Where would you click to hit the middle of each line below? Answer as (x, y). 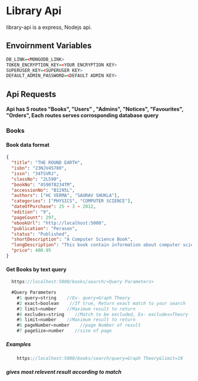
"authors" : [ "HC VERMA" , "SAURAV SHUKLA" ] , (65, 196)
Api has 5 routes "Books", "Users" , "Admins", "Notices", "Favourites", (95, 109)
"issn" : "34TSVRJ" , (35, 173)
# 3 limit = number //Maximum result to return (76, 309)
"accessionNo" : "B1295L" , (43, 190)
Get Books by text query (36, 269)
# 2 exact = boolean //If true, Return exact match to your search (101, 303)
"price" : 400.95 (31, 251)
